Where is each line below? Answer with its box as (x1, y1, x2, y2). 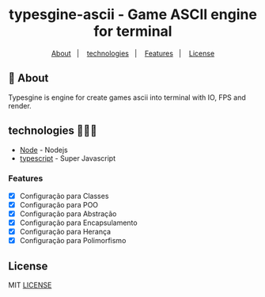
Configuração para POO (19, 200, 99, 209)
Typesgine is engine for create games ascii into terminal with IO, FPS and (8, 93, 247, 102)
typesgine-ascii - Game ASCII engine (9, 6, 257, 24)
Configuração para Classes (19, 191, 109, 200)
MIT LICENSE (8, 280, 52, 290)
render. (8, 101, 32, 110)
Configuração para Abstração (19, 208, 117, 219)
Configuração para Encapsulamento (19, 218, 138, 227)
